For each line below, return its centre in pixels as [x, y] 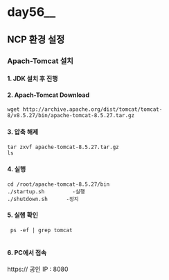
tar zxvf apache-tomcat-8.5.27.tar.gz [63, 147]
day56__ [32, 12]
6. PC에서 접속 [27, 252]
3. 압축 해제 [23, 132]
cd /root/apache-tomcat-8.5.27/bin [59, 184]
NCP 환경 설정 [36, 39]
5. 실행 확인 [23, 215]
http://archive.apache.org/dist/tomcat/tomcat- [92, 110]
